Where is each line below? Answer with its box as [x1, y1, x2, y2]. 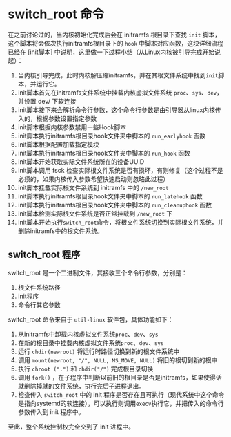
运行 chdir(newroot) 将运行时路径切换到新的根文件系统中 [17, 347, 180, 355]
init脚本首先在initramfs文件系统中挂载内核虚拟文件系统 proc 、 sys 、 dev [17, 88, 217, 97]
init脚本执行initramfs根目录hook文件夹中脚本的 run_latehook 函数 [17, 192, 203, 201]
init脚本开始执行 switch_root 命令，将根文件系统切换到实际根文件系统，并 [17, 218, 224, 226]
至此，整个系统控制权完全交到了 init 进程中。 [8, 422, 135, 431]
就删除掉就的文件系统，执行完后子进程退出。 [17, 382, 145, 390]
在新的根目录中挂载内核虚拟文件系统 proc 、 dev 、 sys [17, 338, 164, 346]
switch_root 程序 [8, 249, 81, 261]
